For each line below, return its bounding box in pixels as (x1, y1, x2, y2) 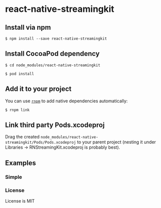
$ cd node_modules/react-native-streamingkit (5, 63, 100, 68)
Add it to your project (5, 85, 72, 93)
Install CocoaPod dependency (5, 49, 100, 58)
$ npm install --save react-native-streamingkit (5, 36, 107, 41)
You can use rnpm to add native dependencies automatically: (5, 98, 128, 104)
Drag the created (5, 134, 40, 140)
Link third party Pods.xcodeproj (5, 121, 105, 129)
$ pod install (5, 71, 35, 76)
